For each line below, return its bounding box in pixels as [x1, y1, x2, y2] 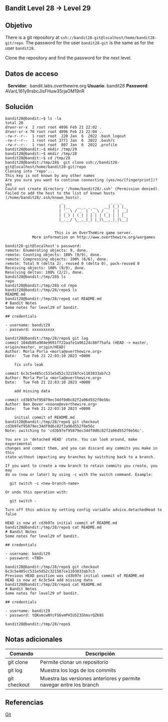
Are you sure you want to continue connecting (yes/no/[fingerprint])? [5, 177, 157, 182]
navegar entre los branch [39, 681, 99, 688]
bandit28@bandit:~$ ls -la [5, 116, 61, 121]
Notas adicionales [5, 635, 62, 644]
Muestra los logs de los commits [39, 667, 116, 674]
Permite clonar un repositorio [39, 658, 108, 665]
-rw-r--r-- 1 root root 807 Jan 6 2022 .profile [5, 142, 117, 147]
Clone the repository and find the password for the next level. [5, 55, 132, 61]
